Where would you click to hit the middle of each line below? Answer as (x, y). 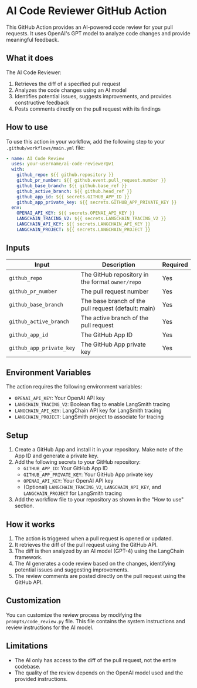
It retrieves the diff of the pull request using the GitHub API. (86, 545)
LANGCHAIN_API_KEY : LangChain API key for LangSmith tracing (88, 411)
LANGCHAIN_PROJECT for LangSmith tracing (72, 493)
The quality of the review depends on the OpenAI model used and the (99, 673)
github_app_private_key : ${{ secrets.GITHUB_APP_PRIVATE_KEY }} (97, 202)
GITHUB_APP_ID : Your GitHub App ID (66, 468)
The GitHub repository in (115, 274)
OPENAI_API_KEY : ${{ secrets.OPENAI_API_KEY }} (76, 213)
